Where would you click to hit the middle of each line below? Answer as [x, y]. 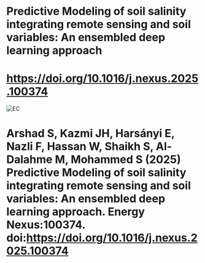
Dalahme [29, 159]
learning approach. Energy [76, 212]
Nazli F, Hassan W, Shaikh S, [80, 147]
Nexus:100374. [46, 225]
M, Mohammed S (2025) [118, 159]
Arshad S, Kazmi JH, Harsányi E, [91, 134]
